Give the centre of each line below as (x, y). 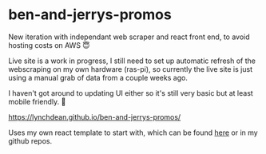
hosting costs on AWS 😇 (49, 45)
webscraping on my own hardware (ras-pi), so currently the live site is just (131, 69)
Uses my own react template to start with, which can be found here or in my (133, 132)
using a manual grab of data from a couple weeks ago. (98, 77)
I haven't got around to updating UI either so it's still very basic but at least (131, 93)
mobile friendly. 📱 (37, 101)
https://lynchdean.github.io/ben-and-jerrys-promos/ (95, 116)
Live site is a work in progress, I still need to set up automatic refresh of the (132, 61)
